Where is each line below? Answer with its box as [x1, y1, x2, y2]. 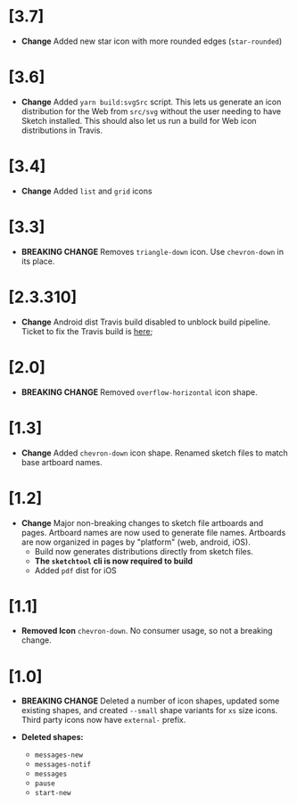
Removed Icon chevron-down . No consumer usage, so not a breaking [21, 626, 273, 637]
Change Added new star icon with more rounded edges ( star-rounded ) [21, 36, 283, 46]
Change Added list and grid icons [21, 185, 153, 196]
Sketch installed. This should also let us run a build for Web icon [21, 115, 257, 126]
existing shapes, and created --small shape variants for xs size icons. [21, 705, 278, 716]
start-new [34, 789, 72, 798]
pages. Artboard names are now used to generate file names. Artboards [21, 527, 286, 538]
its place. [21, 256, 55, 267]
